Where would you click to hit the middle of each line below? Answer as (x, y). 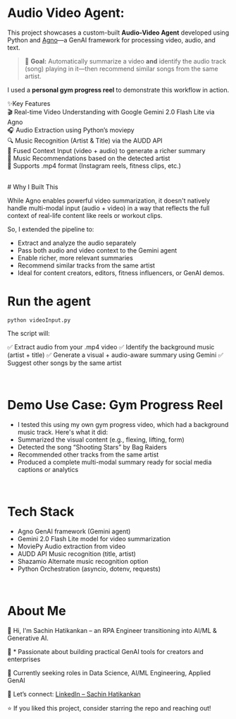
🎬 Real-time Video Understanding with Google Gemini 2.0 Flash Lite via (111, 111)
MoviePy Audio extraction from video (72, 546)
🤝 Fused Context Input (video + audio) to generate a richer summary (106, 150)
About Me (37, 611)
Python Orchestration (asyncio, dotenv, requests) (89, 569)
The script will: (29, 333)
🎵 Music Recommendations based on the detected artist (89, 158)
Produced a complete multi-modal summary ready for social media (114, 462)
